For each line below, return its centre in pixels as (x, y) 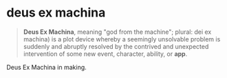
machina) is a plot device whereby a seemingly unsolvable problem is (122, 39)
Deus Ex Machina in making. (46, 67)
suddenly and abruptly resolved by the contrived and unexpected (116, 46)
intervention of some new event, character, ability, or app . (105, 54)
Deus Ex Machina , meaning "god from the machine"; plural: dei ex (117, 32)
